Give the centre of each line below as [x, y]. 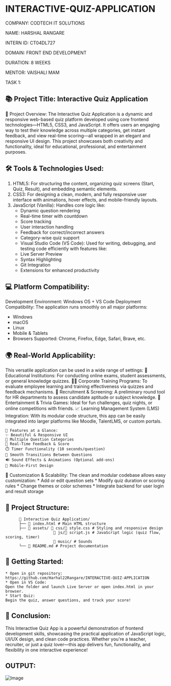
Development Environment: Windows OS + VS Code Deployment [73, 302]
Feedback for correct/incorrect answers [62, 232]
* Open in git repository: [34, 573]
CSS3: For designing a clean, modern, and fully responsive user [80, 194]
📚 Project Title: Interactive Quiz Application [77, 99]
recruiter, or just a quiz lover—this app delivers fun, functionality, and [78, 644]
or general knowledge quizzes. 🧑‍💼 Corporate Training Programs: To [76, 381]
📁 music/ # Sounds [73, 542]
